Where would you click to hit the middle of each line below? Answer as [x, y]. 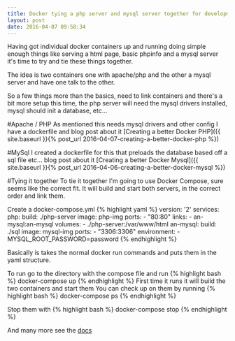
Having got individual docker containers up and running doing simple [107, 47]
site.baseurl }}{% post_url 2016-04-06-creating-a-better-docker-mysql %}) [116, 168]
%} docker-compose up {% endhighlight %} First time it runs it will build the [116, 281]
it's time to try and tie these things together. [70, 61]
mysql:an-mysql [30, 224]
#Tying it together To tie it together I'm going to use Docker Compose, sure [115, 181]
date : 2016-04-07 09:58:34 [47, 27]
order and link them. [36, 196]
